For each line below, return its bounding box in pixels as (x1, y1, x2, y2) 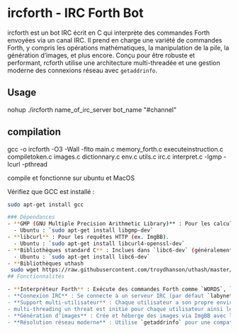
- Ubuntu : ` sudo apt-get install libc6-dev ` (13, 253, 151, 260)
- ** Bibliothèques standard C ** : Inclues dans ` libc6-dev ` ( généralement (7, 247, 233, 254)
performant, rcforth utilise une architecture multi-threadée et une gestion (7, 58, 221, 67)
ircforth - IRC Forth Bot (7, 5, 144, 21)
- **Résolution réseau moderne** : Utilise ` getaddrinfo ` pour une (7, 319, 211, 326)
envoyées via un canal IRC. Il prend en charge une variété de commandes (7, 35, 222, 44)
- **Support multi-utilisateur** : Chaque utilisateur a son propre (7, 299, 214, 306)
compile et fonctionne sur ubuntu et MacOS (7, 174, 135, 182)
